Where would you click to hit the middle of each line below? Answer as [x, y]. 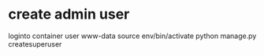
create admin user [69, 14]
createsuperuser [35, 44]
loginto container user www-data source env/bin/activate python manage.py [132, 36]
